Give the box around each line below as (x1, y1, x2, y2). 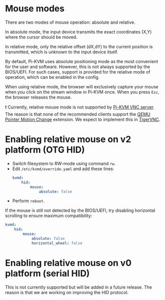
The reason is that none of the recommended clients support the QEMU (5, 111, 151, 117)
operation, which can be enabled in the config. (5, 74, 100, 80)
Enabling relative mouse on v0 (5, 257, 132, 268)
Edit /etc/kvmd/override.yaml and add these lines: (12, 166, 115, 172)
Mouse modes (5, 3, 65, 14)
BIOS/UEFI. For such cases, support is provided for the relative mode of (5, 69, 151, 75)
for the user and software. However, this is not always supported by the (5, 64, 150, 70)
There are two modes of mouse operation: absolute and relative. (5, 19, 135, 25)
